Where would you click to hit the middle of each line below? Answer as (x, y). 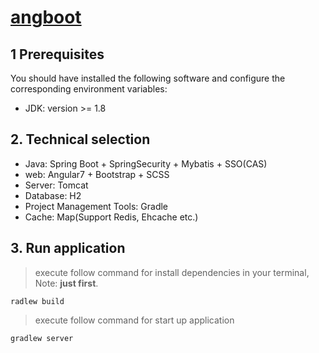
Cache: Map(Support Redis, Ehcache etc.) (111, 217)
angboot (46, 17)
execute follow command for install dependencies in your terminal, (172, 272)
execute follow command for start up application (134, 320)
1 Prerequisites (57, 54)
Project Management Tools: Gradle (96, 206)
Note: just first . (66, 283)
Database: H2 (53, 195)
